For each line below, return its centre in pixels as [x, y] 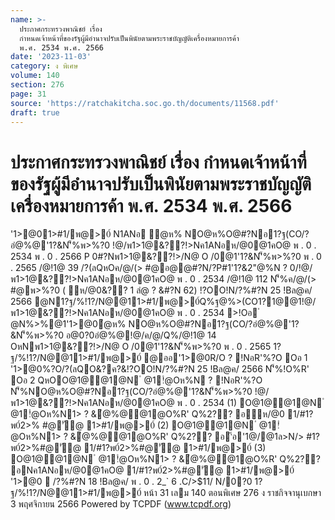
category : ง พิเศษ [44, 66]
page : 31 [28, 94]
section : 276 [37, 85]
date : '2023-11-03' [51, 57]
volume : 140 [35, 76]
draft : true [35, 112]
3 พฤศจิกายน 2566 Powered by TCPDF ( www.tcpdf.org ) [121, 504]
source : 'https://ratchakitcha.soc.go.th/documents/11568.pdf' [145, 103]
